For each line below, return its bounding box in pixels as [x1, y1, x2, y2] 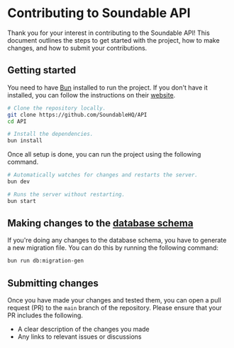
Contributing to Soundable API [7, 5, 191, 21]
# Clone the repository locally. [7, 105, 106, 112]
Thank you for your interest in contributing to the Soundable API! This [7, 28, 211, 37]
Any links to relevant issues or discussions [17, 332, 142, 341]
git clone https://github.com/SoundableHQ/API [7, 111, 147, 118]
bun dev [7, 178, 30, 185]
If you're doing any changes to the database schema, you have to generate [7, 236, 227, 245]
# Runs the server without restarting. [7, 191, 126, 198]
